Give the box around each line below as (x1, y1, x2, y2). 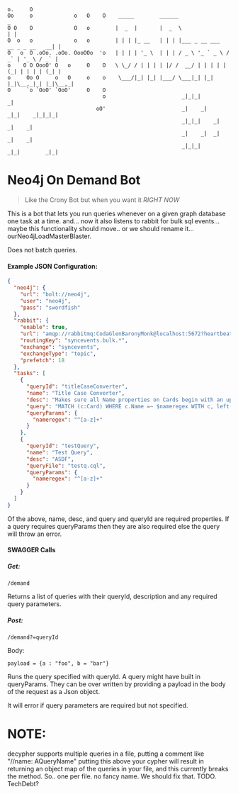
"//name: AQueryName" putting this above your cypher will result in (7, 757, 204, 766)
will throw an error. (7, 530, 62, 538)
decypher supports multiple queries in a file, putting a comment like (7, 749, 205, 758)
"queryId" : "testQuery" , (25, 442, 100, 449)
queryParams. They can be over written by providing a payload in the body (7, 680, 226, 688)
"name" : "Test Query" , (25, 449, 93, 456)
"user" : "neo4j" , (20, 297, 72, 304)
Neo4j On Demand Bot (7, 172, 141, 189)
